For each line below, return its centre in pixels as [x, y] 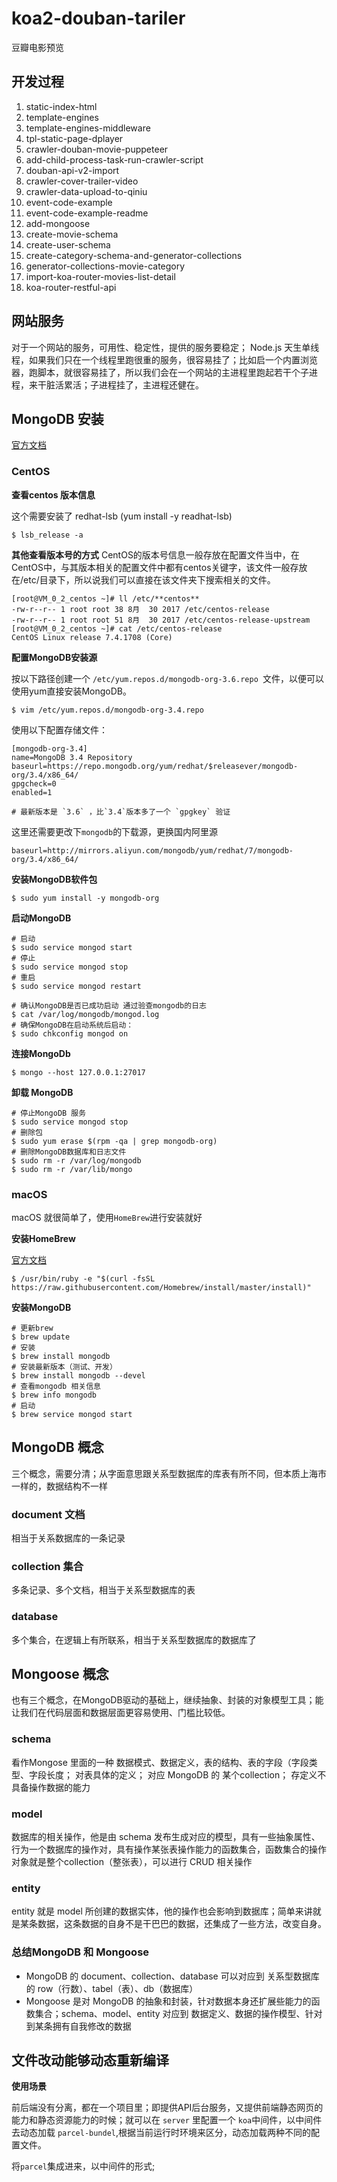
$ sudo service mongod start [72, 947]
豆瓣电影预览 [37, 47]
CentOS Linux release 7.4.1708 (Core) [92, 637]
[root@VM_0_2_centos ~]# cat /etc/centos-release [117, 628]
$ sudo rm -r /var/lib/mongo [72, 1169]
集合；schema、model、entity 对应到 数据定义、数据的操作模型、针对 [178, 2013]
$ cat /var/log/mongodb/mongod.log [85, 1014]
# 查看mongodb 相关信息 [56, 1386]
